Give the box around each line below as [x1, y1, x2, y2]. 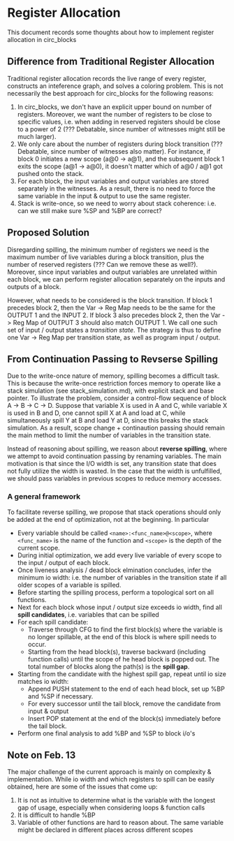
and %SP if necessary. [27, 692, 94, 700]
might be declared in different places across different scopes [17, 826, 193, 834]
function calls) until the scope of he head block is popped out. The [27, 654, 220, 663]
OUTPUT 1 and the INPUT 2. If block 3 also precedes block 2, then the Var [7, 311, 221, 319]
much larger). [17, 132, 57, 140]
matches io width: [17, 677, 69, 685]
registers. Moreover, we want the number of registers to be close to [17, 110, 212, 118]
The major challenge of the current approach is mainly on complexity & [7, 768, 212, 776]
